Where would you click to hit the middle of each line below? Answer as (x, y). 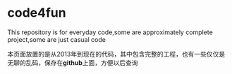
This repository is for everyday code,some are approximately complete (110, 32)
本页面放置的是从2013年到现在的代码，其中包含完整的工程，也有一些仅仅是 (116, 54)
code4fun (37, 13)
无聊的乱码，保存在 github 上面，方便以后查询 (73, 62)
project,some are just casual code (56, 39)
